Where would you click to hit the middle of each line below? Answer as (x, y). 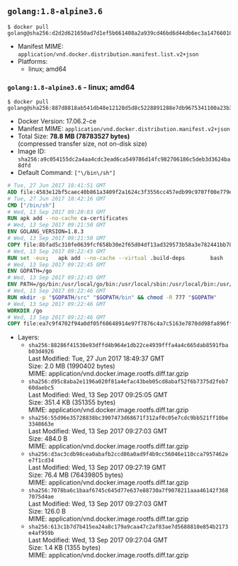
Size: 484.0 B (48, 438)
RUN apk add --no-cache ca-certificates (68, 219)
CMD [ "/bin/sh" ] (31, 205)
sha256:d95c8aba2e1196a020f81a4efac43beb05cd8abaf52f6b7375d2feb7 (128, 382)
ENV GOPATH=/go (30, 271)
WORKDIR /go (25, 311)
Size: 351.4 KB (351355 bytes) (72, 402)
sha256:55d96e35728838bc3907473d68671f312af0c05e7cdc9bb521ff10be (128, 418)
